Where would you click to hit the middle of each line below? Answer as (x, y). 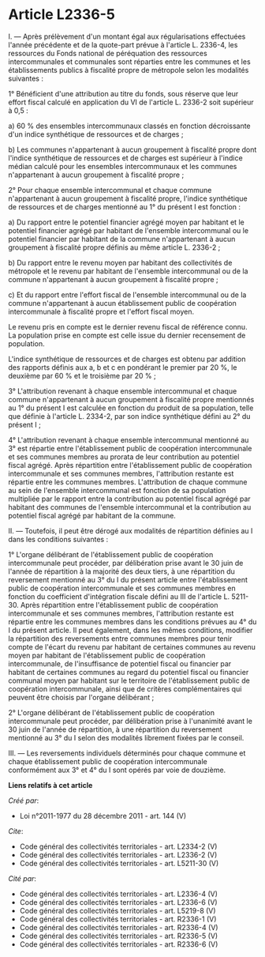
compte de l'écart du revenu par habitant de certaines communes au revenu (132, 646)
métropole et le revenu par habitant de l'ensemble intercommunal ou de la (128, 271)
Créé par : (24, 801)
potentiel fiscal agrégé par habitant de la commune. (92, 515)
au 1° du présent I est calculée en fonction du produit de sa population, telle (131, 408)
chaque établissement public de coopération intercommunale (108, 761)
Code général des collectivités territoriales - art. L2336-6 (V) (119, 902)
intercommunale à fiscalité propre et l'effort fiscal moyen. (101, 311)
